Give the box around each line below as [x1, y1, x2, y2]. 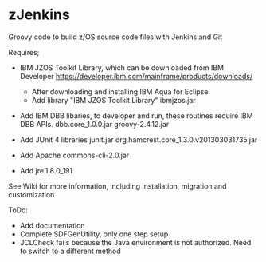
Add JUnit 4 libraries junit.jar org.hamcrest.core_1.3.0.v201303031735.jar [19, 134, 258, 145]
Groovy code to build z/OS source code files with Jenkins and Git [8, 32, 223, 42]
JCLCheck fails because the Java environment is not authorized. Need [19, 237, 252, 247]
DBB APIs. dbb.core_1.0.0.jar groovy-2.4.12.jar [19, 119, 170, 129]
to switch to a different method [19, 246, 121, 256]
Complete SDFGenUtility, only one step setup [19, 229, 169, 239]
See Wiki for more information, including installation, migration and [8, 181, 227, 191]
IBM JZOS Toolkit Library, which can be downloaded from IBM [19, 62, 225, 73]
